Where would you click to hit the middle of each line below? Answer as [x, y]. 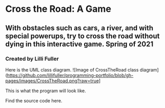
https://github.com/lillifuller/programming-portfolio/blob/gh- [70, 75]
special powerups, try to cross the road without [82, 36]
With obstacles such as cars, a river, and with [79, 28]
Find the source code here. [34, 100]
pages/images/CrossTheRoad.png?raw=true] [53, 81]
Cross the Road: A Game [58, 9]
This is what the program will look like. [46, 91]
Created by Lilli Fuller [32, 59]
